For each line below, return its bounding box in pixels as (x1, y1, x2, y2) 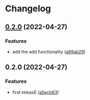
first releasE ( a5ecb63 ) (12, 89, 59, 95)
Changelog (5, 3, 51, 14)
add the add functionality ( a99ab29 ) (12, 49, 86, 54)
